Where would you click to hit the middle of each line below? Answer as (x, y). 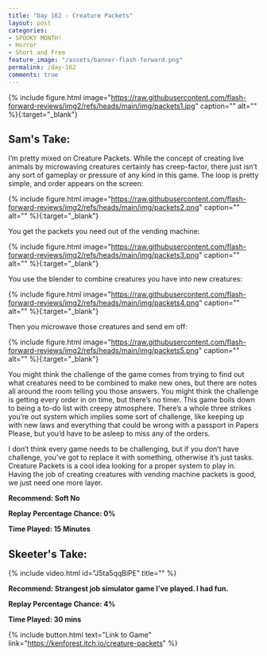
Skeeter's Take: (48, 554)
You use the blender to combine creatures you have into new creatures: (125, 279)
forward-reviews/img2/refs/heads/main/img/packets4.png (104, 303)
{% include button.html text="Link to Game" (80, 635)
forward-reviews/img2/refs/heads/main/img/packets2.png (104, 208)
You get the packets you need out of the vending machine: (104, 231)
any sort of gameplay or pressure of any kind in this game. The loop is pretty (133, 175)
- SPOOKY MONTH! (35, 38)
